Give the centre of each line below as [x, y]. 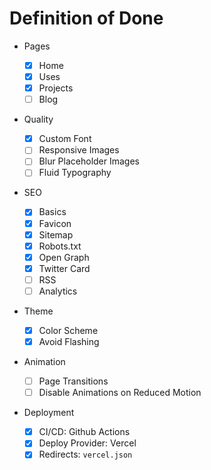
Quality [38, 119]
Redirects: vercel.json [85, 454]
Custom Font [65, 139]
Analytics [58, 291]
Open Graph [64, 257]
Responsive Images [79, 150]
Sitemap [56, 234]
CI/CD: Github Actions [84, 432]
